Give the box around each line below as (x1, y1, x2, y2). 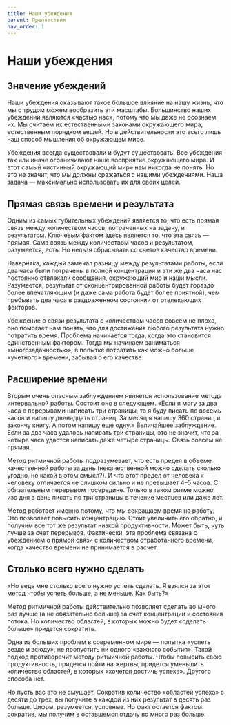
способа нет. (7, 675, 46, 683)
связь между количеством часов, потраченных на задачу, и (7, 224, 185, 232)
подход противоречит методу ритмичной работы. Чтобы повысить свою (7, 652, 222, 661)
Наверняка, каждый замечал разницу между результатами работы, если (7, 259, 223, 267)
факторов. (7, 303, 37, 312)
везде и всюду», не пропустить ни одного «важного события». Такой (7, 645, 212, 653)
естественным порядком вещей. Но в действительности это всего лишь (7, 128, 221, 136)
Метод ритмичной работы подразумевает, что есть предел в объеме (7, 457, 212, 464)
